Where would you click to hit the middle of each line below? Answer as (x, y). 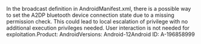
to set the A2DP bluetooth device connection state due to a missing (90, 15)
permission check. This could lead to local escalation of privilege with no (97, 21)
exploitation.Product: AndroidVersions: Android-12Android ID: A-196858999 (100, 34)
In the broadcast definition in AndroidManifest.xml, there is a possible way (99, 9)
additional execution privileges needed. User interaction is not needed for (98, 28)
